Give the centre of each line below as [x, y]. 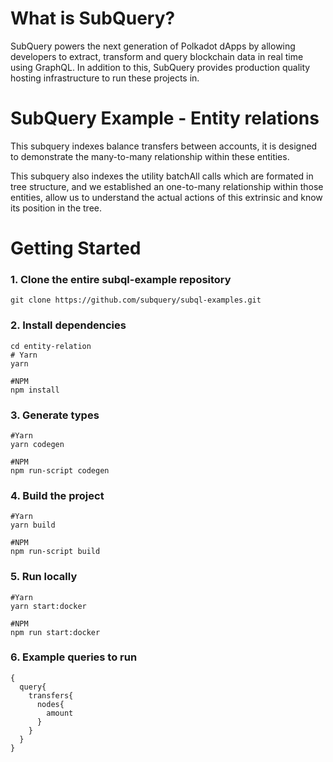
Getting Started [76, 248]
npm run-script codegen [60, 470]
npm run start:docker [55, 632]
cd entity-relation [51, 346]
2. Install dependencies [68, 325]
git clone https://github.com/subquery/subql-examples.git [136, 300]
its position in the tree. [56, 208]
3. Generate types [55, 415]
